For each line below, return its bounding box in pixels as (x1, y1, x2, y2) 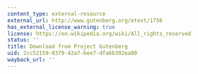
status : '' (7, 37, 40, 44)
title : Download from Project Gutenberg (7, 43, 129, 50)
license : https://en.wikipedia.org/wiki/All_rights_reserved (7, 30, 192, 37)
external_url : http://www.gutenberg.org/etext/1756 (7, 17, 163, 24)
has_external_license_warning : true (7, 23, 115, 30)
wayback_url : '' (7, 56, 55, 63)
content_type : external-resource (7, 10, 106, 18)
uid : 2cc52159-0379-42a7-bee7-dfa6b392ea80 (7, 50, 138, 57)
